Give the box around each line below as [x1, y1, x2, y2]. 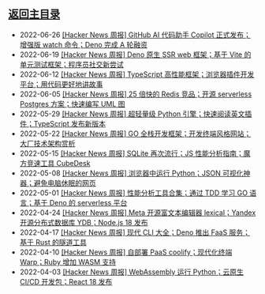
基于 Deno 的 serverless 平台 [33, 198, 128, 207]
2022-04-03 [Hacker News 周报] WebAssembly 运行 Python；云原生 [19, 267, 244, 277]
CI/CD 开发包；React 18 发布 [19, 277, 113, 286]
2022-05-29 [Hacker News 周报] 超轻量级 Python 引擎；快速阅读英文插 [19, 109, 252, 119]
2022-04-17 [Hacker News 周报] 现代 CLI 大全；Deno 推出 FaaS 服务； [19, 228, 251, 237]
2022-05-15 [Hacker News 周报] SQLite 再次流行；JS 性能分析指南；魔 [19, 149, 251, 158]
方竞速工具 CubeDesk [19, 158, 91, 168]
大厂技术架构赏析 [19, 138, 76, 148]
